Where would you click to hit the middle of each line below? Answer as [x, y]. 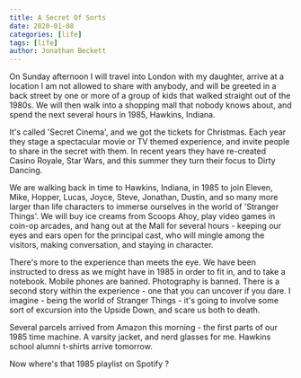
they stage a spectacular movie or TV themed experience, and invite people [150, 142]
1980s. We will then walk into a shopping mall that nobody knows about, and [150, 105]
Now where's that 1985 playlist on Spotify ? [89, 364]
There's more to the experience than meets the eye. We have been [133, 262]
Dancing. [26, 171]
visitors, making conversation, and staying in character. [111, 245]
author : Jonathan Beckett [58, 51]
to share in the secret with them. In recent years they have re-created [138, 151]
